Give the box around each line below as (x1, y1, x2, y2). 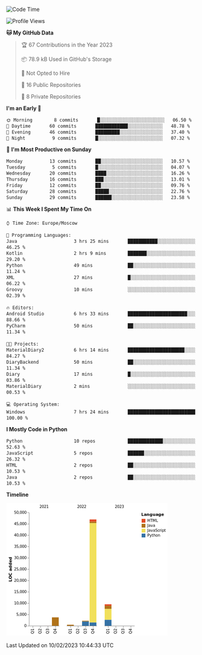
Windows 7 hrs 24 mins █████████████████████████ (6, 409, 196, 415)
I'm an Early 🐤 (6, 105, 42, 112)
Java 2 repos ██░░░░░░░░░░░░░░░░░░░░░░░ (6, 474, 196, 480)
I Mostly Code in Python (6, 426, 68, 433)
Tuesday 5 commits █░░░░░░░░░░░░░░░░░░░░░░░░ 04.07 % (6, 164, 190, 170)
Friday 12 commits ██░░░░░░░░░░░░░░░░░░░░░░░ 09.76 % (6, 182, 190, 189)
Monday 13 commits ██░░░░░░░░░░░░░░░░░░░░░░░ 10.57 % (6, 158, 190, 164)
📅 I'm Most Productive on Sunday (6, 146, 92, 153)
